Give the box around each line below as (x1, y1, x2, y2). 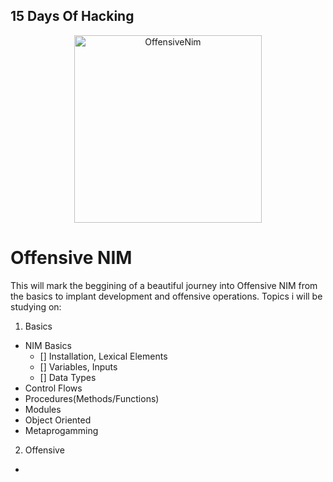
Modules (24, 403, 62, 415)
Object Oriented (24, 414, 92, 426)
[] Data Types (39, 371, 97, 383)
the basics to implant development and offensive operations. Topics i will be (10, 290, 323, 302)
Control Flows (24, 382, 83, 394)
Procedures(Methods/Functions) (24, 392, 160, 404)
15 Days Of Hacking (10, 8, 135, 25)
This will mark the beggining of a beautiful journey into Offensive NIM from (10, 279, 318, 291)
